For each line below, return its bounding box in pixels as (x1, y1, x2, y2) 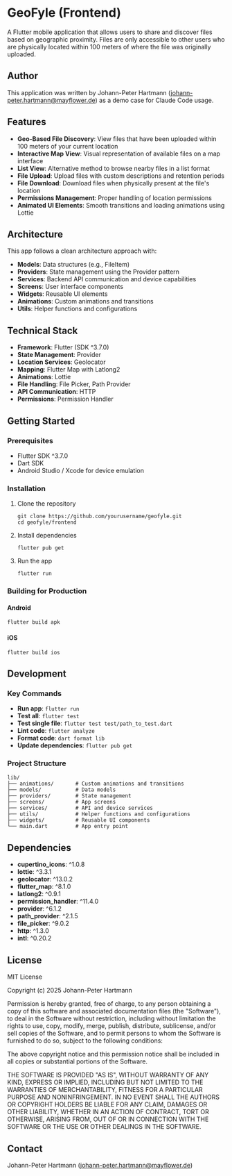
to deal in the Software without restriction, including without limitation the (7, 1014, 216, 1022)
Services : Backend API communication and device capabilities (17, 275, 197, 283)
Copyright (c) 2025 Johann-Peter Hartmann (7, 986, 133, 995)
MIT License (7, 972, 43, 981)
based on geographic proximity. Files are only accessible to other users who (7, 35, 225, 43)
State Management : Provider (17, 351, 102, 359)
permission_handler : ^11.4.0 (17, 897, 99, 906)
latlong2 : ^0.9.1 (17, 890, 61, 898)
